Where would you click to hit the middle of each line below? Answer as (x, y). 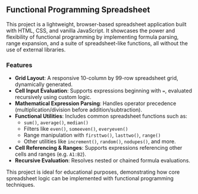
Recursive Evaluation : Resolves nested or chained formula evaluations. (102, 161)
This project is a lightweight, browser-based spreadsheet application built (96, 24)
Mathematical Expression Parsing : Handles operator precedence (95, 103)
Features (19, 65)
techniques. (21, 185)
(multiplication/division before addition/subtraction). (78, 110)
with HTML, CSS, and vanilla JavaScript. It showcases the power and (91, 30)
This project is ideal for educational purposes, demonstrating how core (93, 172)
